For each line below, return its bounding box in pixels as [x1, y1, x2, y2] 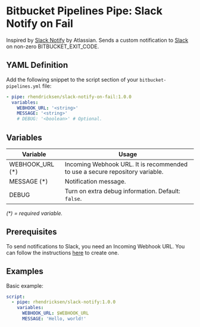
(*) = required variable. [6, 210, 62, 217]
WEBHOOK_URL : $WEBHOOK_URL [21, 310, 89, 316]
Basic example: [6, 282, 43, 289]
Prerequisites [6, 227, 57, 237]
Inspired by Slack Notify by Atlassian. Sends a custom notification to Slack [6, 36, 189, 43]
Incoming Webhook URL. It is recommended [64, 160, 188, 168]
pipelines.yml [6, 83, 42, 89]
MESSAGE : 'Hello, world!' [21, 316, 86, 322]
